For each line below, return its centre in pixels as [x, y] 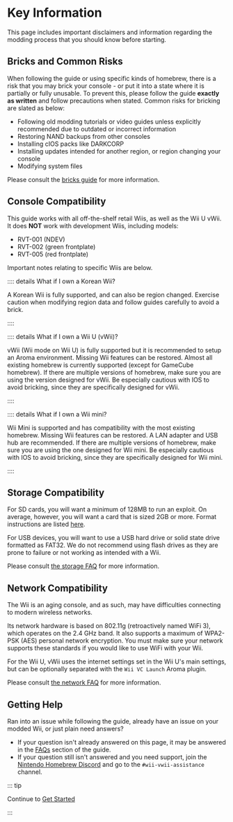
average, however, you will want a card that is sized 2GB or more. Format [112, 517]
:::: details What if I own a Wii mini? [57, 414]
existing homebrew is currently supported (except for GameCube [101, 365]
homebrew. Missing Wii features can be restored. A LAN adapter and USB [113, 435]
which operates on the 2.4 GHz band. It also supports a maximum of [105, 634]
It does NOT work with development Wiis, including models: [93, 225]
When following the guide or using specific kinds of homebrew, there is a [112, 78]
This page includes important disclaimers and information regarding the [110, 32]
